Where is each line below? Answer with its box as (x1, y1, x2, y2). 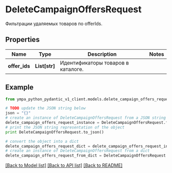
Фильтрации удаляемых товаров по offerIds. (5, 20, 102, 27)
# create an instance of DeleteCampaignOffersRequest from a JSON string (5, 115, 166, 121)
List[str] (35, 62, 55, 70)
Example (5, 83, 34, 92)
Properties (5, 35, 40, 44)
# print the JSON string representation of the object (5, 124, 125, 130)
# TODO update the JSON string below (5, 106, 86, 111)
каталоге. (59, 66, 84, 73)
